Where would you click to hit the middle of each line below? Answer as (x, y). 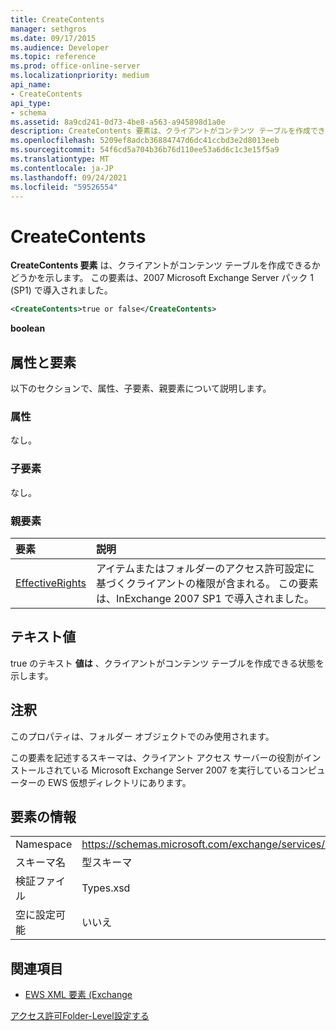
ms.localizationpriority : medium (80, 76)
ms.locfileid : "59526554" (64, 187)
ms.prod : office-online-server (75, 66)
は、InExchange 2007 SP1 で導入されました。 (205, 598)
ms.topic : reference (53, 57)
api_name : (31, 85)
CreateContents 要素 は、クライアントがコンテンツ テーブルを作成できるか (165, 265)
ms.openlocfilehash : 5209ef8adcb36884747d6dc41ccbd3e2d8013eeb (145, 141)
